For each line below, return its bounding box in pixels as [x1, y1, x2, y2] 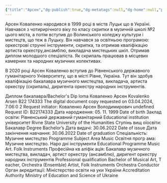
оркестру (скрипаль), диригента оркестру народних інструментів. [5, 83, 146, 90]
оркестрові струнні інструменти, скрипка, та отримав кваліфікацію [5, 42, 148, 48]
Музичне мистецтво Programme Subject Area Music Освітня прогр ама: [5, 135, 156, 141]
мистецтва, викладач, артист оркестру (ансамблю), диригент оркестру [5, 151, 158, 157]
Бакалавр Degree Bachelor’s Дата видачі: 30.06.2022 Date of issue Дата [5, 125, 157, 131]
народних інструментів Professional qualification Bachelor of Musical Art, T [5, 156, 162, 162]
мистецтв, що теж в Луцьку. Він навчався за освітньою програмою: [5, 37, 150, 43]
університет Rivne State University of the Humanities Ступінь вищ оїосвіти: [5, 119, 162, 125]
